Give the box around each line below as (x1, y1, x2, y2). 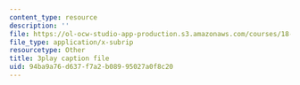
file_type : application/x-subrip (9, 37, 134, 47)
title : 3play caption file (9, 54, 110, 63)
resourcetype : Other (9, 46, 87, 55)
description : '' (9, 21, 70, 30)
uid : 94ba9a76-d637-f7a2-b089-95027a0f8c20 (9, 63, 174, 72)
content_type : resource (9, 12, 98, 22)
